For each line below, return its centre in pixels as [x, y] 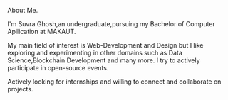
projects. [20, 89]
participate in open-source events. [58, 68]
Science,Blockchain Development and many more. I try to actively [104, 60]
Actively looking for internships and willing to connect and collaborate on [114, 82]
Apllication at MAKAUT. [42, 32]
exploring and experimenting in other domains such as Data [95, 53]
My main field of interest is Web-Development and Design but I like [105, 45]
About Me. [23, 10]
